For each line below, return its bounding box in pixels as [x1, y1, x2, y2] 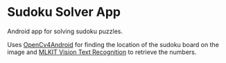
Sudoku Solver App [7, 4, 121, 20]
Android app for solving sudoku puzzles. [7, 27, 123, 35]
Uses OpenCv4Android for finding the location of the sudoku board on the [7, 40, 220, 48]
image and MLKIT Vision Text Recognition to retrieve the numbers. [7, 48, 197, 56]
